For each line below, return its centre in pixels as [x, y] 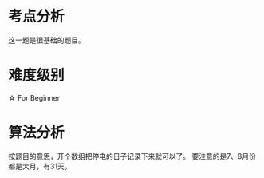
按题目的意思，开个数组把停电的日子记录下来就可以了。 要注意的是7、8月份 [132, 156]
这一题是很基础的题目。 [47, 40]
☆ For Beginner [34, 97]
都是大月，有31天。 [40, 166]
